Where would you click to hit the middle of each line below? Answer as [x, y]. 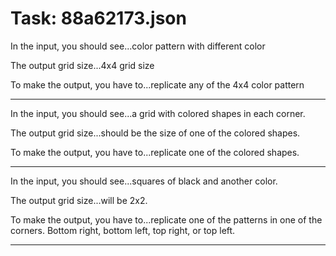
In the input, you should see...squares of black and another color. [144, 181]
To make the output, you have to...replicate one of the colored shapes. [155, 152]
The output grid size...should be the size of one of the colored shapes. [155, 133]
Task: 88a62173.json [98, 18]
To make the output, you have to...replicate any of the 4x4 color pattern [157, 84]
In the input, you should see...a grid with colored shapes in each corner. [158, 113]
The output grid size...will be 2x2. [79, 200]
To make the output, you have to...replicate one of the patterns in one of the [166, 219]
